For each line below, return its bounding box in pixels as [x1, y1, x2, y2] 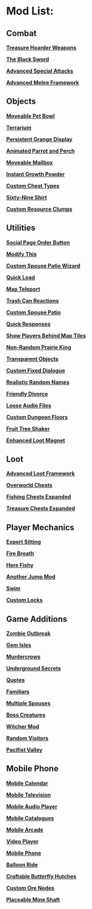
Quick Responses [6, 320, 51, 327]
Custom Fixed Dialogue [6, 366, 66, 374]
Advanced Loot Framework [6, 470, 75, 477]
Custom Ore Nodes [6, 884, 55, 892]
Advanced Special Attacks [6, 67, 73, 74]
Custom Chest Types [6, 182, 60, 189]
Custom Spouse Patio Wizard [6, 262, 81, 269]
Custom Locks [6, 597, 43, 604]
